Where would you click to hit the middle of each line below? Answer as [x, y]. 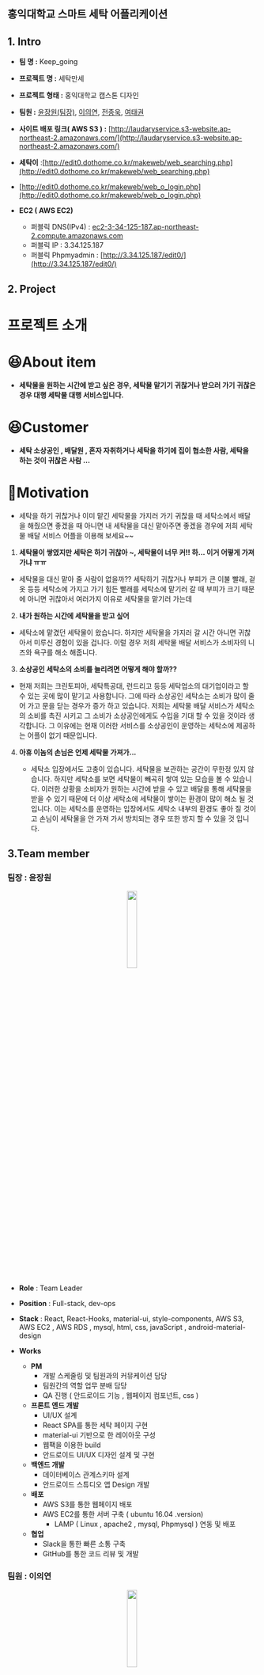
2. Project [32, 289]
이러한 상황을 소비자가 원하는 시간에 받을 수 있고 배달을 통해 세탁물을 [147, 788]
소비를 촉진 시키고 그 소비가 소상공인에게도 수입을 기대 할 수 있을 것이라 [137, 716]
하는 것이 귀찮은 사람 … [55, 460]
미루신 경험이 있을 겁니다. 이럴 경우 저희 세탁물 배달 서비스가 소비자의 [140, 642]
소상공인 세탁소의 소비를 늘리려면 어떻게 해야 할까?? [98, 669]
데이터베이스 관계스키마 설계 [86, 1475]
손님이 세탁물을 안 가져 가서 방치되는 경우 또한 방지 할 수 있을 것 [137, 819]
